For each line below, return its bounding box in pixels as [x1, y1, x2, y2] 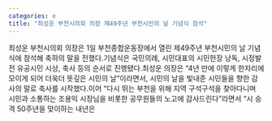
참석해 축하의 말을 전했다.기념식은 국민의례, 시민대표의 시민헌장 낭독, [23, 53, 240, 63]
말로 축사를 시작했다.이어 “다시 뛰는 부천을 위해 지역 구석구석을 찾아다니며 [23, 83, 257, 93]
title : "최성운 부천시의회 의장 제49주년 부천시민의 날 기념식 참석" [8, 19, 208, 28]
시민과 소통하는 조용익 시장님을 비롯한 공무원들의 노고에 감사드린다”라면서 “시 [8, 93, 253, 103]
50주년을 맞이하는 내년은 [16, 103, 96, 114]
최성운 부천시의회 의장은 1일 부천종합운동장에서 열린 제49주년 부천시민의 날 [8, 42, 246, 53]
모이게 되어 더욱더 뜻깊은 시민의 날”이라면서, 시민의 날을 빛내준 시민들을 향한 [8, 73, 250, 83]
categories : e [8, 11, 57, 20]
